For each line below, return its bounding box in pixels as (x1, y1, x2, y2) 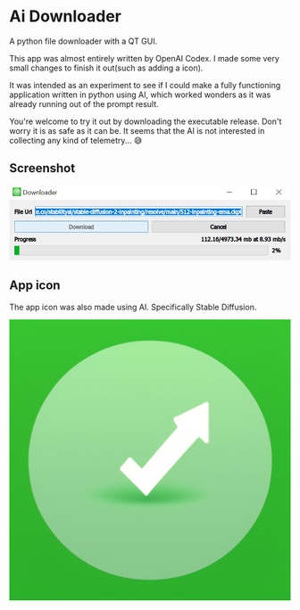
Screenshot (9, 161, 76, 176)
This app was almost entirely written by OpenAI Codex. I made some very (9, 53, 279, 63)
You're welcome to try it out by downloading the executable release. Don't (9, 116, 282, 127)
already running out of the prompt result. (9, 98, 159, 109)
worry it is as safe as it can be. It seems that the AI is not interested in (9, 125, 265, 136)
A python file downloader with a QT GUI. (9, 36, 158, 46)
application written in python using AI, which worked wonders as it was (9, 89, 271, 100)
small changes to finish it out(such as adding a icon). (9, 62, 204, 73)
